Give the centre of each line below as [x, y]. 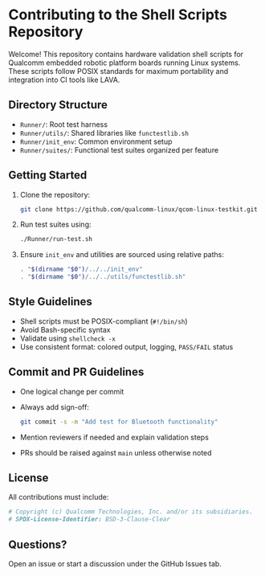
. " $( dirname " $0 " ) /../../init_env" [81, 270]
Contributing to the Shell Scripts [118, 15]
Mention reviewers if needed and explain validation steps [114, 437]
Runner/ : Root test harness [64, 124]
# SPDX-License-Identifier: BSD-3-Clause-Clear [90, 520]
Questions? [38, 544]
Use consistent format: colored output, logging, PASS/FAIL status [126, 346]
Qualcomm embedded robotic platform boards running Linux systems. [124, 63]
